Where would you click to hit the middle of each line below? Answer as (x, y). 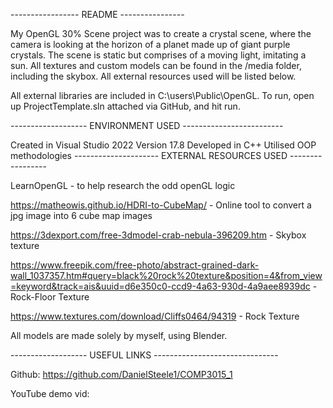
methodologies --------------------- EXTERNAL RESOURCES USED (149, 155)
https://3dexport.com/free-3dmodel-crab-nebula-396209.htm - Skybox (158, 235)
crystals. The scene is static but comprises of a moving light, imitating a (158, 55)
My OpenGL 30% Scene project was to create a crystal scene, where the (161, 33)
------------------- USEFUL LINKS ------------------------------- (144, 355)
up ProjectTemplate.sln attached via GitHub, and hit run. (125, 106)
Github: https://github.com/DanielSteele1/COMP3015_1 (121, 374)
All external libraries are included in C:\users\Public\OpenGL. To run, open (162, 95)
